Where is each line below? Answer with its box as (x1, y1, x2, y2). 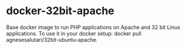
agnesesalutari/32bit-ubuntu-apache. (6, 36, 98, 43)
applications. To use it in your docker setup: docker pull (6, 30, 142, 37)
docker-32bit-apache (6, 4, 114, 18)
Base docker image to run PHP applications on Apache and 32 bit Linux (6, 24, 181, 31)
